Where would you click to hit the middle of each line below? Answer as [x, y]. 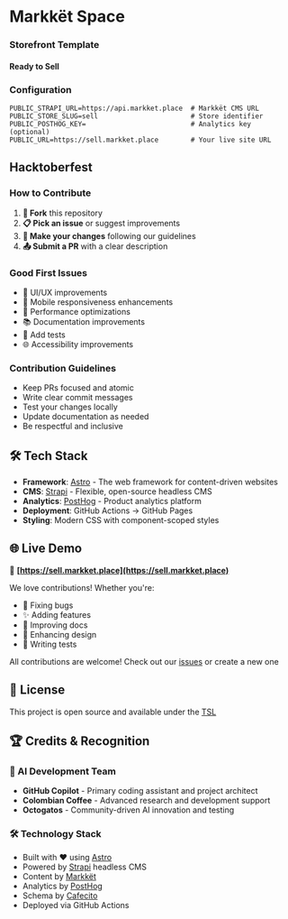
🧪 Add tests [44, 335]
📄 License [37, 690]
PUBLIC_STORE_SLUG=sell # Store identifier [136, 116]
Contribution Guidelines [63, 368]
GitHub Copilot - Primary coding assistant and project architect [140, 791]
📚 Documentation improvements [84, 321]
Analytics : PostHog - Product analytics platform [112, 501]
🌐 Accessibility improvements [77, 344]
